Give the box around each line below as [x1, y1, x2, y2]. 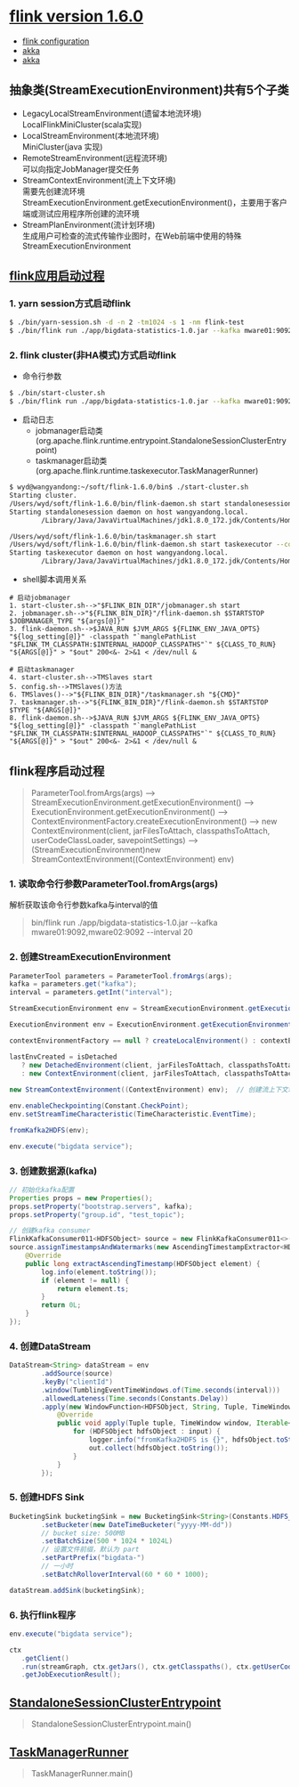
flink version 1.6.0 [9, 6, 144, 27]
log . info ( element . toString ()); [41, 1267, 158, 1277]
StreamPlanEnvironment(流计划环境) [21, 219, 156, 230]
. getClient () [20, 1653, 69, 1662]
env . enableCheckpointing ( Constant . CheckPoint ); [9, 1101, 190, 1110]
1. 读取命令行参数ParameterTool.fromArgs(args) [9, 877, 219, 889]
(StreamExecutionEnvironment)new [30, 844, 162, 855]
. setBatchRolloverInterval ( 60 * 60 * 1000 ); [41, 1570, 209, 1579]
